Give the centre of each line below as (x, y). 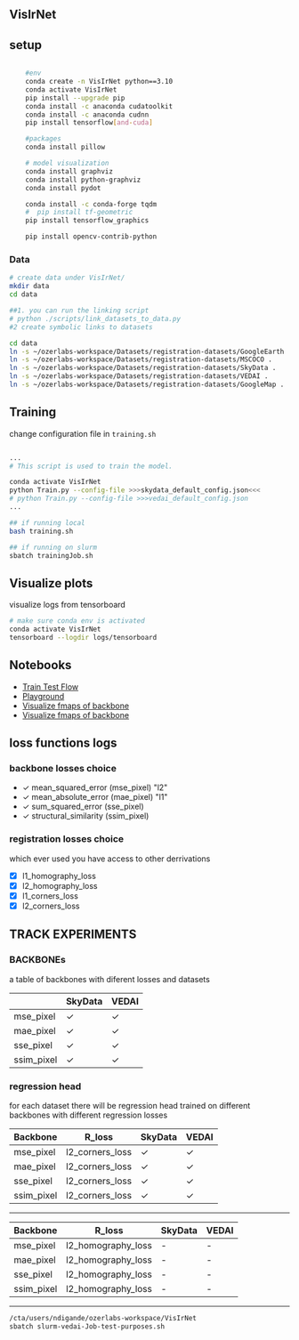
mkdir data (29, 287)
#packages (44, 139)
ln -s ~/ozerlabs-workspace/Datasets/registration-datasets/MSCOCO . (141, 359)
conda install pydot (63, 188)
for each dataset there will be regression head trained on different (130, 1105)
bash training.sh (41, 531)
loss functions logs (63, 743)
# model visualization (67, 164)
